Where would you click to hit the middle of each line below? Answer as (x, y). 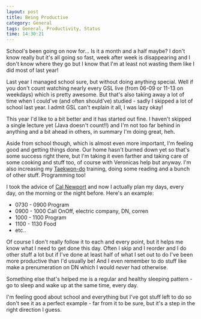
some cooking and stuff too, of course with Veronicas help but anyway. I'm (99, 162)
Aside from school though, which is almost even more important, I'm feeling (100, 143)
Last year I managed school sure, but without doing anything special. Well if (100, 82)
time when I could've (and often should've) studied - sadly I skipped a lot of (100, 101)
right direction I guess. (34, 310)
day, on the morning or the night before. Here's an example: (80, 193)
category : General (29, 23)
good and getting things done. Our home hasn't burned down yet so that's (98, 150)
